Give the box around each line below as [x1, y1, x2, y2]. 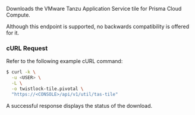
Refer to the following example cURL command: [6, 58, 123, 65]
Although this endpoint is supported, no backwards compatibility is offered [6, 23, 190, 30]
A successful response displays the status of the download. [6, 102, 153, 109]
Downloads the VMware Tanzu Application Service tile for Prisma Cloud [6, 5, 182, 12]
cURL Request [6, 44, 48, 52]
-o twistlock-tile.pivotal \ [11, 86, 84, 92]
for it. [6, 29, 20, 36]
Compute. [6, 11, 31, 18]
